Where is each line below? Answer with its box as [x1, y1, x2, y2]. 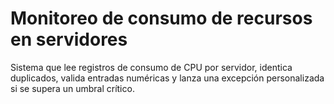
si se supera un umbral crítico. [10, 82, 135, 94]
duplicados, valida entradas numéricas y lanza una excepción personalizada [10, 72, 325, 84]
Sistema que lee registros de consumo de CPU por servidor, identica [10, 61, 293, 73]
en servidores [10, 28, 128, 51]
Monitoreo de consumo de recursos [10, 7, 313, 30]
